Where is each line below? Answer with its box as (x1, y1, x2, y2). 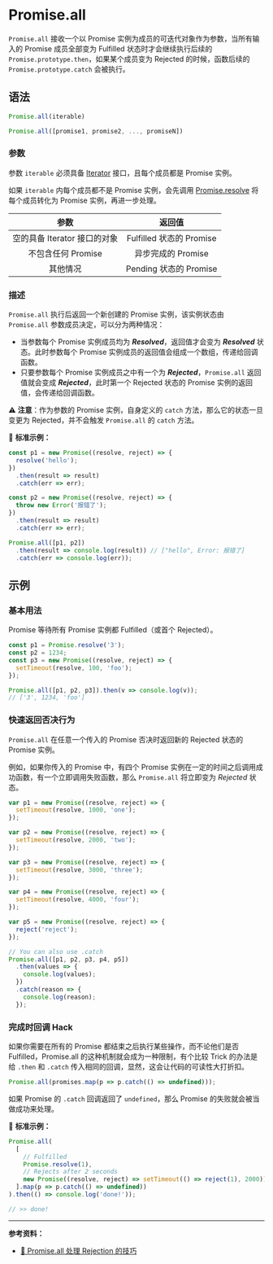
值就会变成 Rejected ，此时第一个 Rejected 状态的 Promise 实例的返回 (19, 378, 253, 387)
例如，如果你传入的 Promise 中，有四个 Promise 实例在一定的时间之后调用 (8, 762, 256, 772)
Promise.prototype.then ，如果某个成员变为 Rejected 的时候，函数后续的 (8, 54, 250, 63)
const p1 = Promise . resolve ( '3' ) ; (8, 641, 126, 649)
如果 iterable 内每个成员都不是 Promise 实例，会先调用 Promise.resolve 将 (8, 185, 259, 195)
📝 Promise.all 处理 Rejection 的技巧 (19, 1245, 137, 1255)
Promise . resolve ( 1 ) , (23, 1160, 93, 1169)
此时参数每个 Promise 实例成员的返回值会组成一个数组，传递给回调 (34, 348, 258, 357)
